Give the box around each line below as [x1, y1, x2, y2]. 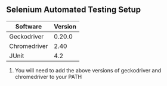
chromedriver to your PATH [14, 73, 82, 80]
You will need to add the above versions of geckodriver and [14, 66, 162, 74]
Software [15, 22, 42, 30]
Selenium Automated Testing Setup [6, 5, 141, 15]
